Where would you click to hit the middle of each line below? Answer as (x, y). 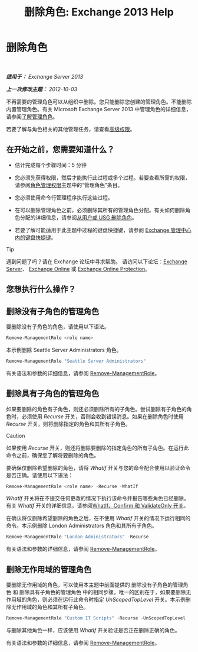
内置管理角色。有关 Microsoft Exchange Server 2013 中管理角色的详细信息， (99, 109)
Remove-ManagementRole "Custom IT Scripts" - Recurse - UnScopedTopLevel (96, 618)
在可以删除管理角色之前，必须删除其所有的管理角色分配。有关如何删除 (100, 210)
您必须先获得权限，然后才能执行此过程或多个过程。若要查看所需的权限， (102, 177)
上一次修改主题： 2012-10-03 (42, 89)
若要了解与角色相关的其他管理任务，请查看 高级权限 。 (71, 129)
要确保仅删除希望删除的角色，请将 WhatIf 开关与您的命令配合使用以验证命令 (98, 467)
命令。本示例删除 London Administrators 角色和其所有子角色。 (82, 526)
